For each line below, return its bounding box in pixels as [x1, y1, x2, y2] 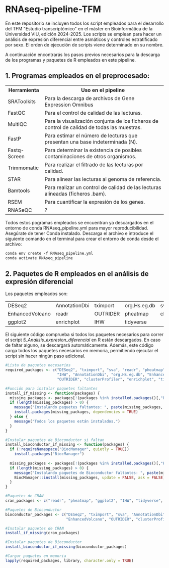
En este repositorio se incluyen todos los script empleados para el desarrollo [5, 20, 164, 26]
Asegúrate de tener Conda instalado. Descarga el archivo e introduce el [5, 230, 154, 236]
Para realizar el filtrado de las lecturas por [44, 161, 143, 168]
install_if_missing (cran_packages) [5, 531, 80, 536]
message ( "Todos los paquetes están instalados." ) [14, 418, 121, 424]
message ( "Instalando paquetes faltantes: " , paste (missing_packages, [14, 405, 163, 410]
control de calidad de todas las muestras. [44, 124, 142, 131]
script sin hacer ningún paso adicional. [5, 353, 86, 359]
